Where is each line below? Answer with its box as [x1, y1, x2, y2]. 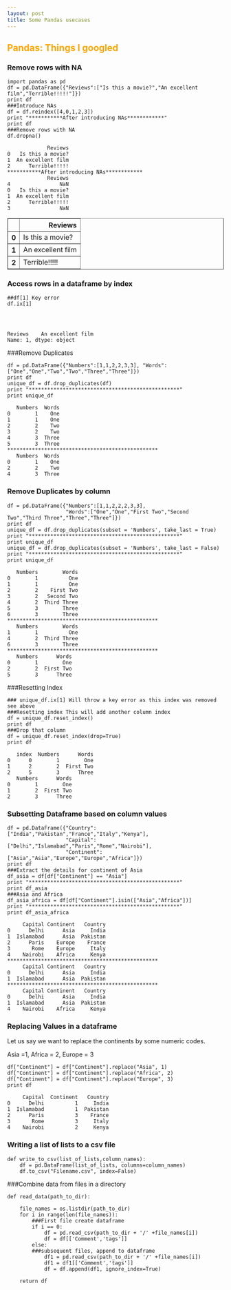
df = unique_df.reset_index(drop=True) [7, 733, 122, 739]
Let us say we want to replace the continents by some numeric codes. [7, 1037, 206, 1045]
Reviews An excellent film [7, 331, 94, 338]
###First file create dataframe [32, 1217, 125, 1224]
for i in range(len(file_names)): [19, 1211, 118, 1218]
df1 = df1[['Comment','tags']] [43, 1259, 134, 1267]
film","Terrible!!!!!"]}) [7, 90, 81, 97]
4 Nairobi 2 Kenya [7, 1124, 109, 1131]
